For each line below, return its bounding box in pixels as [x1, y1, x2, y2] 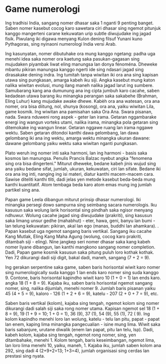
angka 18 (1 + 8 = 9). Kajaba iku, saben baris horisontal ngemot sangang [5, 280, 153, 286]
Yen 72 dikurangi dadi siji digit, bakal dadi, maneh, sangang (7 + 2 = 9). [5, 254, 150, 260]
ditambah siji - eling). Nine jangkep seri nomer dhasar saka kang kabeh [5, 238, 151, 244]
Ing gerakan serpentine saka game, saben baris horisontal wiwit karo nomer [5, 264, 160, 270]
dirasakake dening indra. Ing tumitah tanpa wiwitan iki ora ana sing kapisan [5, 72, 159, 77]
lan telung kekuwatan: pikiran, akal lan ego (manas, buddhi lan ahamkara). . [5, 222, 159, 229]
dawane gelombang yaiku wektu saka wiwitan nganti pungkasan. [5, 140, 138, 146]
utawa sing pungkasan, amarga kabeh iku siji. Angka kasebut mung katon [5, 77, 155, 83]
